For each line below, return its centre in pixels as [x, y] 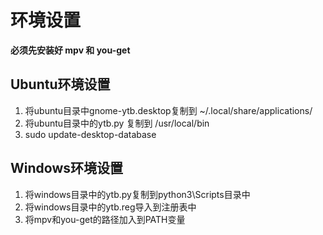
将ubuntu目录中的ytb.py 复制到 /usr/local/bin [117, 123]
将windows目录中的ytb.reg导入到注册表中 [110, 207]
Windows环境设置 [66, 168]
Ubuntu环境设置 [60, 84]
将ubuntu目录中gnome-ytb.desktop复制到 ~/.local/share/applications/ [168, 110]
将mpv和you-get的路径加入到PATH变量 [105, 219]
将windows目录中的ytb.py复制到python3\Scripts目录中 [137, 194]
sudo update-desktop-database [90, 134]
